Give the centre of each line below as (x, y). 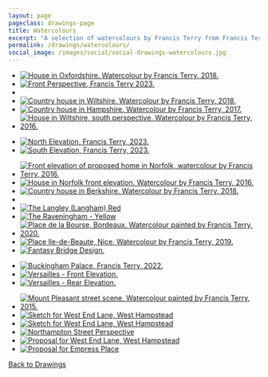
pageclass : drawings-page (51, 23)
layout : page (30, 16)
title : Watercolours (43, 30)
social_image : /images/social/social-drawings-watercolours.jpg (117, 53)
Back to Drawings (37, 364)
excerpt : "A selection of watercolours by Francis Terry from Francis (128, 38)
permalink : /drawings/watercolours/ (69, 45)
